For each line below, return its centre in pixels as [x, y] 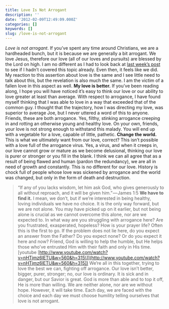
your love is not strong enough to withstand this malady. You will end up [80, 129]
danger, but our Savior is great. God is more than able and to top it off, [91, 279]
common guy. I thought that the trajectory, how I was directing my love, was [84, 107]
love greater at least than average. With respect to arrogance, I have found [83, 97]
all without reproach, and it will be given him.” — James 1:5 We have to [91, 193]
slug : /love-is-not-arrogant [36, 34]
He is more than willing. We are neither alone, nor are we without [85, 285]
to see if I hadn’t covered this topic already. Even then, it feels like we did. [82, 70]
